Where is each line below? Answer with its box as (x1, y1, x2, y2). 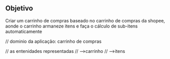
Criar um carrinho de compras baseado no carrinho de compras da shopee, (5, 17, 165, 23)
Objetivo (5, 4, 33, 13)
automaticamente (5, 28, 42, 35)
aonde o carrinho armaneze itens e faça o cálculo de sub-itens (5, 23, 138, 29)
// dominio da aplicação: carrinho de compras (5, 38, 102, 44)
